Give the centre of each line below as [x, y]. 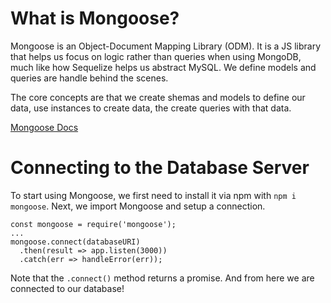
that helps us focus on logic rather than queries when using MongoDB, [156, 56]
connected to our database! [67, 288]
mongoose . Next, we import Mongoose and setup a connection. [138, 206]
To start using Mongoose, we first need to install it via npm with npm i [153, 195]
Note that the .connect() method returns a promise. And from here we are [162, 278]
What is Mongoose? [95, 18]
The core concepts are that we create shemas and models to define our [158, 97]
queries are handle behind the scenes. [89, 78]
